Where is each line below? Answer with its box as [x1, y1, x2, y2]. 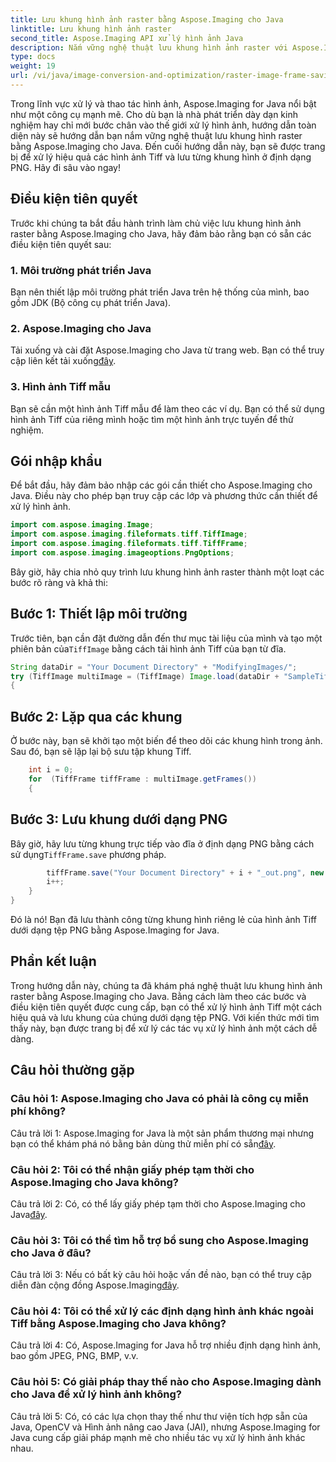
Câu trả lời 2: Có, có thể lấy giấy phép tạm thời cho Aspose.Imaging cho [10, 1197, 307, 1210]
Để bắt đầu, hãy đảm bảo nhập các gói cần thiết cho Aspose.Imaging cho [10, 479, 313, 491]
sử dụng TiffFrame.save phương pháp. [10, 848, 167, 860]
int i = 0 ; [28, 765, 74, 775]
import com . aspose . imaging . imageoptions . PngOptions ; [10, 548, 235, 558]
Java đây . [10, 1208, 48, 1220]
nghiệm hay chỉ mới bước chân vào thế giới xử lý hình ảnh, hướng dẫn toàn [10, 119, 317, 131]
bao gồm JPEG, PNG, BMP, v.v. [10, 1350, 139, 1362]
